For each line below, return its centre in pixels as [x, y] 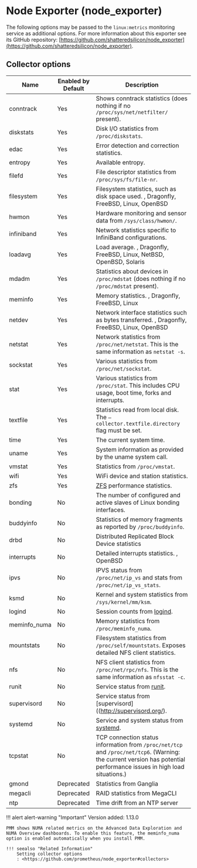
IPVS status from [119, 570]
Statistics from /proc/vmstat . [135, 466]
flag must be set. [119, 430]
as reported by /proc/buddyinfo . [140, 526]
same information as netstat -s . [141, 352]
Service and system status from [140, 720]
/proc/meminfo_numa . [124, 628]
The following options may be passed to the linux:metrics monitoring [91, 27]
